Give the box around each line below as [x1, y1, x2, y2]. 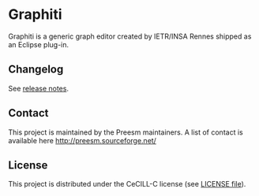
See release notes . [8, 83, 69, 93]
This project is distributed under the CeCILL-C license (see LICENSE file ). [8, 179, 246, 189]
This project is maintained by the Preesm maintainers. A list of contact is [8, 128, 243, 137]
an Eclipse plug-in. [8, 39, 69, 49]
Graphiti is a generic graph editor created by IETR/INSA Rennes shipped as [8, 31, 252, 41]
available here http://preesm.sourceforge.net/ [8, 135, 156, 145]
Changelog [8, 63, 64, 76]
